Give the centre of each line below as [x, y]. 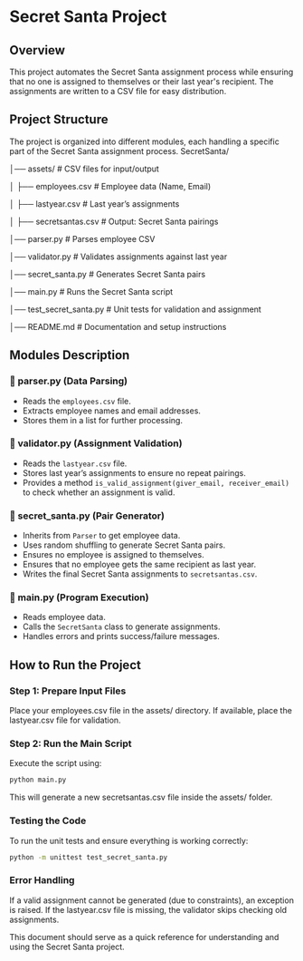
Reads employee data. [64, 617]
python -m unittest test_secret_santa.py [89, 857]
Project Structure [59, 120]
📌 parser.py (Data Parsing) [69, 381]
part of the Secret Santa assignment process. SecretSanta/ [119, 150]
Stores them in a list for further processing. [103, 420]
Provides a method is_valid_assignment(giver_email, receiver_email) [156, 482]
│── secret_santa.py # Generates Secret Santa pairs [108, 274]
